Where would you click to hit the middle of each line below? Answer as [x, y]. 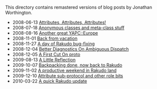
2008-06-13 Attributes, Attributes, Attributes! [59, 22]
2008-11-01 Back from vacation [45, 38]
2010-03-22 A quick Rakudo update [50, 81]
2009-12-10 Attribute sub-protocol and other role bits [68, 76]
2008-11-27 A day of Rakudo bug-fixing [54, 44]
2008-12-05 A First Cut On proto [46, 54]
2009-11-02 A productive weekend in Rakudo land [64, 70]
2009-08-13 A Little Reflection [44, 60]
